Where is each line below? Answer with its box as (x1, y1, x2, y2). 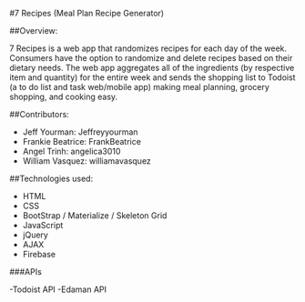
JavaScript (22, 220, 64, 230)
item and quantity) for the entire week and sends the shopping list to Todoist (9, 72, 296, 83)
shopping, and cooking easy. (9, 91, 118, 102)
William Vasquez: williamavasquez (22, 156, 152, 166)
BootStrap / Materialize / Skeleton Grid (22, 210, 168, 221)
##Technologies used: (9, 173, 94, 184)
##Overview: (9, 25, 58, 35)
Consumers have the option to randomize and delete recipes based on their (9, 53, 293, 63)
